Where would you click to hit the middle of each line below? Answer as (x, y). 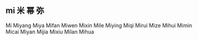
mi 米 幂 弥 (25, 11)
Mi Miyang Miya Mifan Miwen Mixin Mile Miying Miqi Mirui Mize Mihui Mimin (99, 25)
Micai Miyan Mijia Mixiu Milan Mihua (50, 31)
